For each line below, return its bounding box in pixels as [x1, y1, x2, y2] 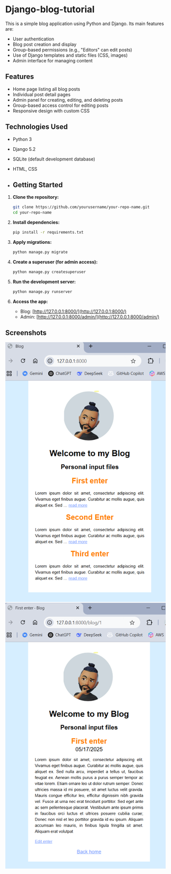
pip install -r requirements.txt [12, 230, 84, 235]
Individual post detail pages [12, 91, 71, 98]
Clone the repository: [12, 194, 59, 200]
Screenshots [5, 329, 47, 337]
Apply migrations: [12, 239, 52, 245]
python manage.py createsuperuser [12, 269, 86, 274]
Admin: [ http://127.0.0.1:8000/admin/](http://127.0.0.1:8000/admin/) [20, 313, 160, 320]
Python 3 [12, 136, 32, 142]
